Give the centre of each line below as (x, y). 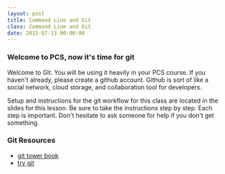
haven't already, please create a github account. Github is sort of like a (108, 80)
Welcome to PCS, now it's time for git (71, 58)
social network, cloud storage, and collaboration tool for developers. (105, 87)
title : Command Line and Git (49, 20)
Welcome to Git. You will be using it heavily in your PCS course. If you (107, 72)
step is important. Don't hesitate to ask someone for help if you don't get (111, 115)
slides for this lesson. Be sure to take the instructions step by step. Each (110, 107)
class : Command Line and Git (49, 26)
